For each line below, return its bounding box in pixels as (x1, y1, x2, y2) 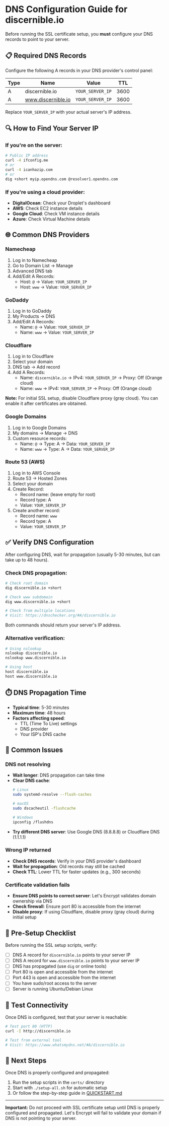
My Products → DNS (12, 313, 55, 319)
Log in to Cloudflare (12, 354, 54, 360)
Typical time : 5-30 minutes (12, 704, 69, 711)
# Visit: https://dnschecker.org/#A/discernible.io (5, 613, 116, 618)
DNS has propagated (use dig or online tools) (12, 963, 107, 969)
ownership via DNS (12, 898, 53, 904)
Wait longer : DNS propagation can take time (12, 772, 105, 779)
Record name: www (20, 513, 57, 519)
